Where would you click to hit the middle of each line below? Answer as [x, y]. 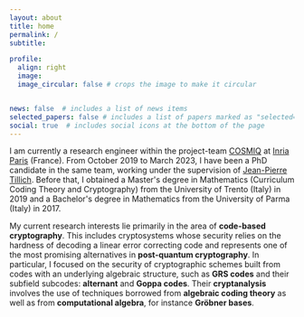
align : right [42, 68]
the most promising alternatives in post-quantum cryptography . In [134, 255]
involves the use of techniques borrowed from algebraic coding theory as [148, 294]
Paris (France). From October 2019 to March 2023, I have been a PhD [138, 161]
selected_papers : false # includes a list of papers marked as [131, 117]
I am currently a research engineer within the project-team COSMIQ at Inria [149, 151]
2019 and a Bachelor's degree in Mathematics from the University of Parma [150, 199]
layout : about [36, 18]
